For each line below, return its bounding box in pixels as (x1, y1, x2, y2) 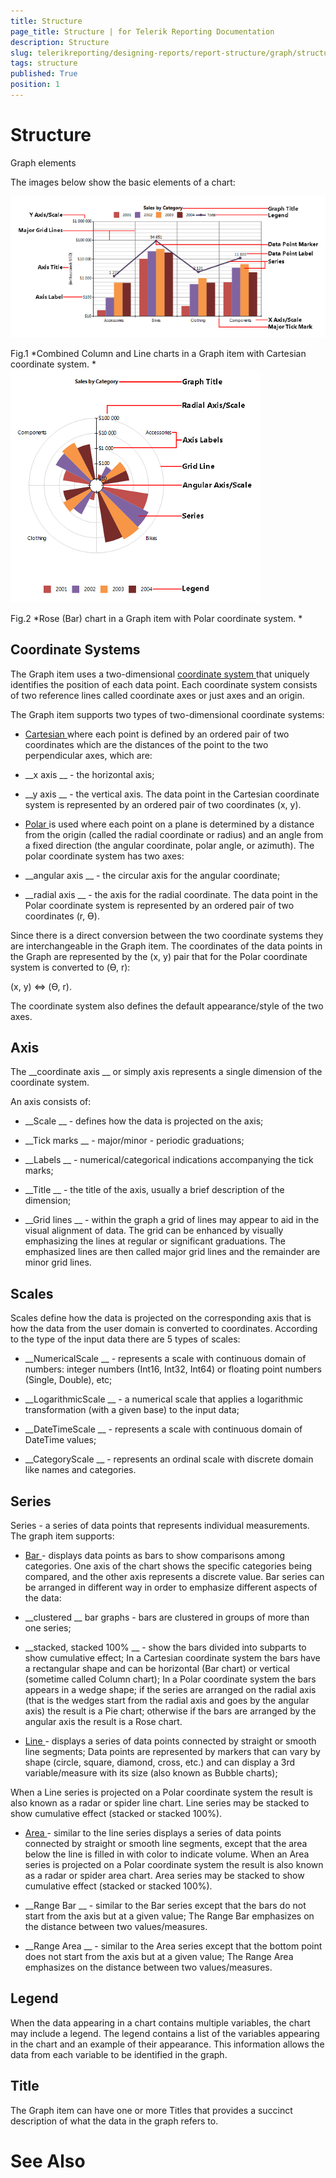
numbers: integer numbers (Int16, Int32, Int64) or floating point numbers (24, 1363, 322, 1375)
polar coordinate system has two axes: (24, 850, 185, 862)
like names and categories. (24, 1464, 137, 1476)
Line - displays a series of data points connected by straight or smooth (24, 1735, 317, 1747)
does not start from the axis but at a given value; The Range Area (24, 1951, 294, 1963)
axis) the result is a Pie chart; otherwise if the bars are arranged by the (24, 1705, 317, 1717)
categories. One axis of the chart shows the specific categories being (24, 1560, 313, 1572)
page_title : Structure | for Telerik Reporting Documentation (10, 26, 275, 37)
